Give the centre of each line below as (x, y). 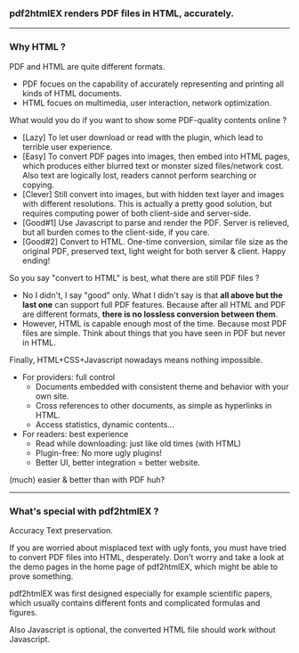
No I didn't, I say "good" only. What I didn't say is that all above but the (152, 295)
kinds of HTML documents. (72, 93)
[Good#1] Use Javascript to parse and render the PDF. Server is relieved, (156, 222)
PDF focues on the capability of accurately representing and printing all (153, 84)
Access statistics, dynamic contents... (105, 424)
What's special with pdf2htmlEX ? (84, 511)
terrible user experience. (67, 146)
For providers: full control (69, 376)
